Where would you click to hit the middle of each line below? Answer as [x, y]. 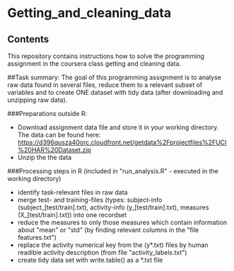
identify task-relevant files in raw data [72, 192]
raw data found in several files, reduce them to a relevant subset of [105, 85]
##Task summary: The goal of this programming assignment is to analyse [114, 77]
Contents [28, 39]
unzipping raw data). [37, 100]
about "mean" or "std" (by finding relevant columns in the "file [108, 230]
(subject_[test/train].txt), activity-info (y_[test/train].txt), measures [113, 207]
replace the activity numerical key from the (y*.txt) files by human [113, 245]
